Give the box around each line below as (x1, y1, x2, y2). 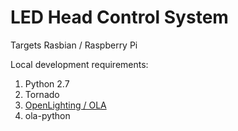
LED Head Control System (10, 6, 229, 29)
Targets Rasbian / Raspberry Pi (10, 39, 138, 51)
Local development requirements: (10, 58, 149, 70)
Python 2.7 (24, 77, 70, 90)
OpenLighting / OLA (24, 99, 107, 111)
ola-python (24, 109, 71, 121)
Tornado (24, 88, 60, 100)
